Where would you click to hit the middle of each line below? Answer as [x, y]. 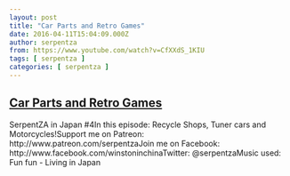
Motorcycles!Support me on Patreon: [77, 133]
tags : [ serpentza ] [48, 59]
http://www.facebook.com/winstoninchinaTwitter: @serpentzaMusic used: [145, 153]
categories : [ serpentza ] [59, 68]
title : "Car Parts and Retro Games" [77, 26]
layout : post [33, 17]
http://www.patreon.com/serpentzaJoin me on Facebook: [115, 143]
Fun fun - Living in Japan [55, 162]
